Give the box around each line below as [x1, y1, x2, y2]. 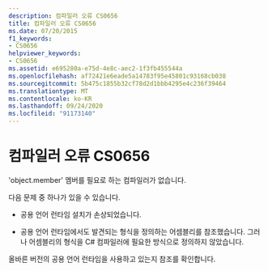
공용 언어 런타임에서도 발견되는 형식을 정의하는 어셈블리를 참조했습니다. [19, 227, 245, 236]
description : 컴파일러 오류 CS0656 [8, 11, 118, 20]
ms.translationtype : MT [8, 87, 89, 95]
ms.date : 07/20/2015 [8, 27, 79, 35]
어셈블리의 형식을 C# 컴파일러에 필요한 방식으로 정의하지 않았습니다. [28, 236, 245, 247]
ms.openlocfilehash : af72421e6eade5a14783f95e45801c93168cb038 [8, 72, 227, 80]
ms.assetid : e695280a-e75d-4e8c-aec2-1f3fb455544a [8, 65, 183, 73]
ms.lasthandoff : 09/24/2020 [8, 102, 104, 110]
